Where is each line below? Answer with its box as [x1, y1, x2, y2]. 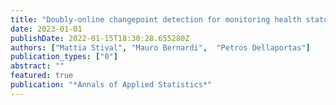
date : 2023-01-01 [10, 24, 83, 34]
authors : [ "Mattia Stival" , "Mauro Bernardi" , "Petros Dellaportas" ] [10, 42, 311, 53]
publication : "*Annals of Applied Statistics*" [10, 80, 213, 90]
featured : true [10, 71, 74, 81]
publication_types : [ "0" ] [10, 52, 118, 62]
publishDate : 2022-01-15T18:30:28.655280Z [10, 33, 190, 43]
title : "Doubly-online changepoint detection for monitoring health [10, 14, 302, 25]
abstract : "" [10, 61, 65, 71]
